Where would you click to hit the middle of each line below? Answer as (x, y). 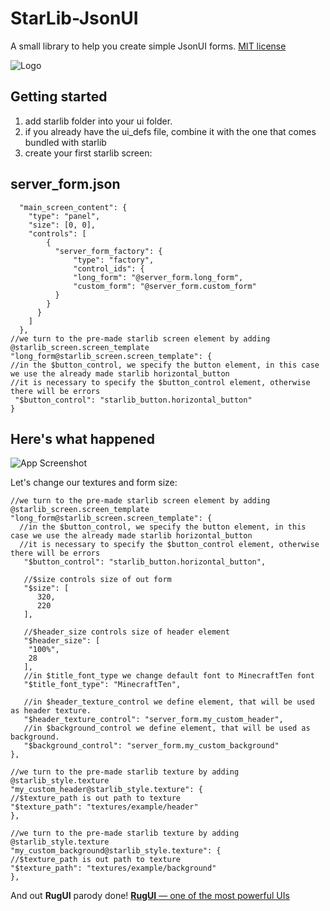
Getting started (59, 97)
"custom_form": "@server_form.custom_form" (165, 286)
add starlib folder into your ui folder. (98, 121)
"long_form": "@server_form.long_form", (158, 277)
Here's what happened (82, 438)
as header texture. (51, 711)
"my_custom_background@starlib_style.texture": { (116, 851)
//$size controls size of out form (97, 580)
